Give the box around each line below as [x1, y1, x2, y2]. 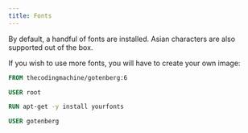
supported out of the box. [8, 42, 93, 52]
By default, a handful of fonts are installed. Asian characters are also [8, 34, 236, 44]
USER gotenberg [8, 118, 60, 126]
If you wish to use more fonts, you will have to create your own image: [8, 58, 241, 68]
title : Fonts [8, 11, 52, 20]
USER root [8, 88, 42, 97]
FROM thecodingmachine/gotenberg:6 [8, 73, 128, 81]
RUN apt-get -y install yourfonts [8, 102, 125, 111]
